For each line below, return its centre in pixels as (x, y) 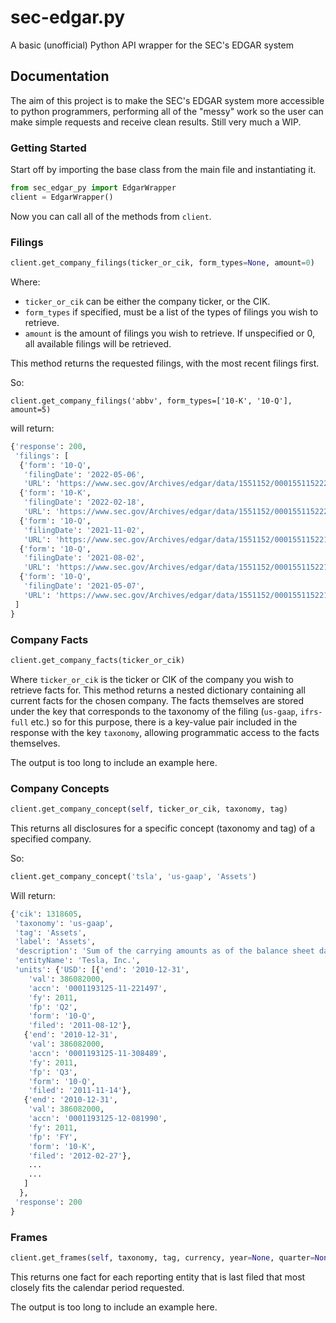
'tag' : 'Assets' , (50, 932)
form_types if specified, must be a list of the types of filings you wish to (171, 312)
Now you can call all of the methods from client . (111, 216)
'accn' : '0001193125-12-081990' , (98, 1119)
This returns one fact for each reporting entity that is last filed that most (158, 1277)
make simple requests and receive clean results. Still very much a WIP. (156, 122)
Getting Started (48, 148)
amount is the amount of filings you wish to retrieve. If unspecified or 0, (169, 333)
